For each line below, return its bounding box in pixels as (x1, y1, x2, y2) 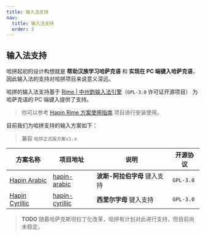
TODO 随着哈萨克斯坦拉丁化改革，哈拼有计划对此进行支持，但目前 (21, 215, 189, 223)
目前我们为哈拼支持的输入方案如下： (6, 122, 98, 129)
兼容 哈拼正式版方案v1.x (21, 135, 77, 142)
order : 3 (12, 26, 34, 32)
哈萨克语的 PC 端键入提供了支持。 (6, 96, 93, 103)
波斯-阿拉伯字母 (96, 172, 144, 180)
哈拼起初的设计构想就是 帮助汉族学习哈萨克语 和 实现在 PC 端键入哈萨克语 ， (6, 68, 198, 75)
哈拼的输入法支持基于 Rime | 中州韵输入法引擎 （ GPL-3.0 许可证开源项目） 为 (6, 88, 198, 95)
